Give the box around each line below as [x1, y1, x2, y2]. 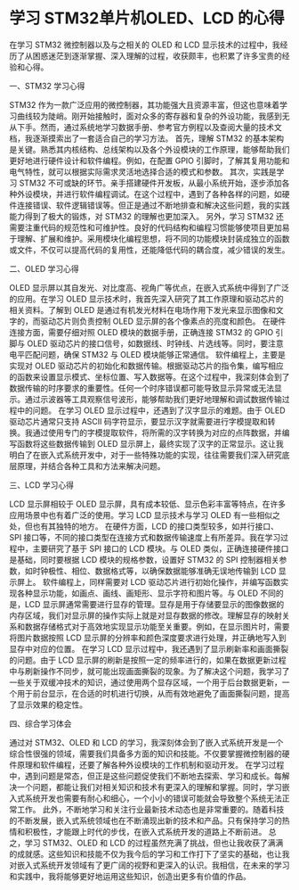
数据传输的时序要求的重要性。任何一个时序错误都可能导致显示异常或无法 [9, 383, 274, 393]
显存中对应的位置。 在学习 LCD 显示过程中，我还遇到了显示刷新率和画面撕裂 [9, 643, 289, 654]
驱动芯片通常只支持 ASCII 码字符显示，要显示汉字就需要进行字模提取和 [9, 416, 269, 426]
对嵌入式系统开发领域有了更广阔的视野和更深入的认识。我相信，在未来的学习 [9, 860, 290, 870]
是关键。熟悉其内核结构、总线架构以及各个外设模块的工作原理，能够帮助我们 [9, 144, 290, 154]
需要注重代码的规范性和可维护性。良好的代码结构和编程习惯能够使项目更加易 [9, 222, 290, 233]
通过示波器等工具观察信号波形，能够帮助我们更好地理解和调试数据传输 [24, 393, 282, 404]
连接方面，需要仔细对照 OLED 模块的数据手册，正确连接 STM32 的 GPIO [9, 326, 274, 337]
